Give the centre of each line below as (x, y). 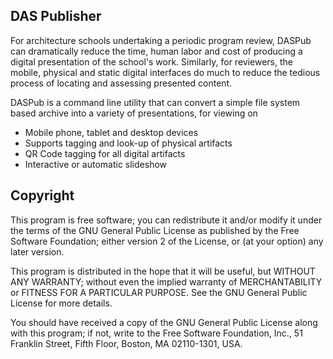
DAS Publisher (56, 16)
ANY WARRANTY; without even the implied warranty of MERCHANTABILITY (166, 281)
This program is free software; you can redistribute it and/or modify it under (166, 220)
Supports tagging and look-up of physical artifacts (128, 143)
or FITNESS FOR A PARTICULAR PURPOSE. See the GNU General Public (159, 292)
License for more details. (61, 303)
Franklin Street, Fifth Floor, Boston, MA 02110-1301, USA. (126, 343)
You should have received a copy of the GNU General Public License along (164, 322)
